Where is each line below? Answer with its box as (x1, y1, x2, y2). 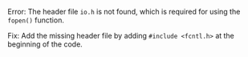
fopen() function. (7, 15, 65, 25)
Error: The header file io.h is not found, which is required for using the (7, 7, 241, 16)
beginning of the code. (7, 39, 83, 49)
